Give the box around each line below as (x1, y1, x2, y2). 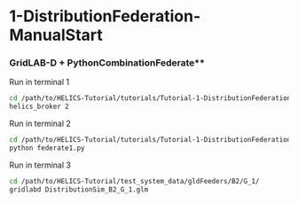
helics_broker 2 (9, 102, 69, 112)
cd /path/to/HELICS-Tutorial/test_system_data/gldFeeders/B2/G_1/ (9, 176, 260, 185)
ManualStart (9, 25, 104, 45)
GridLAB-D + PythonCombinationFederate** (9, 57, 206, 69)
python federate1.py (9, 144, 86, 152)
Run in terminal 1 (9, 77, 70, 88)
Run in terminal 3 (9, 160, 71, 170)
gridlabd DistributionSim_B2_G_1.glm (9, 184, 149, 194)
